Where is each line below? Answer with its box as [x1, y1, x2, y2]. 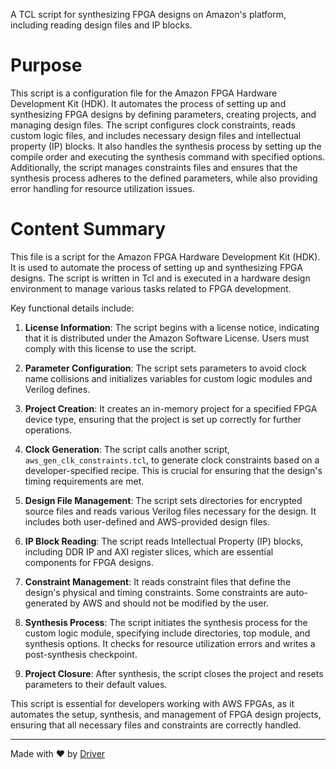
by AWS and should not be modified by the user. [69, 597, 269, 609]
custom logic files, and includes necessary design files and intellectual [10, 129, 302, 141]
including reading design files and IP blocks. [10, 19, 193, 31]
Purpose [10, 54, 83, 77]
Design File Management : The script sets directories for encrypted [24, 494, 303, 506]
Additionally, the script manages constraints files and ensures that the [10, 161, 298, 173]
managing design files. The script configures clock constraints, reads [10, 119, 296, 131]
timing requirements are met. [24, 475, 145, 487]
